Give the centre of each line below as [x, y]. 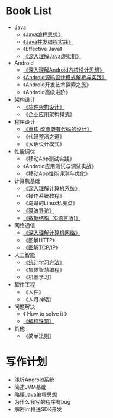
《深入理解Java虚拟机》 [52, 56]
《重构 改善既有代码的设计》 [57, 129]
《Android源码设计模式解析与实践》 [65, 77]
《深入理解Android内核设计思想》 [64, 70]
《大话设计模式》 [44, 144]
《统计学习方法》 [44, 262]
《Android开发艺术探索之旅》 [57, 85]
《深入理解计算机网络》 [51, 233]
